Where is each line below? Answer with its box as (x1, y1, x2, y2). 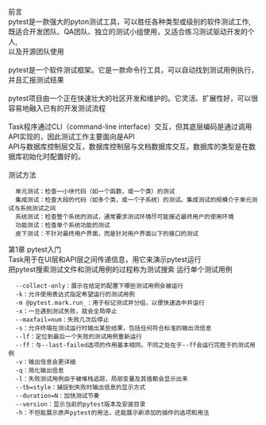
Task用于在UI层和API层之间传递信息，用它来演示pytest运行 (8, 255, 202, 264)
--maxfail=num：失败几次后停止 (15, 316, 110, 324)
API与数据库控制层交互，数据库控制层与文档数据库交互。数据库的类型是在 (8, 142, 249, 151)
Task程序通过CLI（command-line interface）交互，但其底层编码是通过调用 (8, 122, 253, 131)
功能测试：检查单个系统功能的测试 (15, 221, 110, 229)
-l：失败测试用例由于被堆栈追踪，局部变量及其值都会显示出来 (15, 375, 188, 383)
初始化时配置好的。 (21, 152, 85, 161)
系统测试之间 (19, 205, 56, 212)
